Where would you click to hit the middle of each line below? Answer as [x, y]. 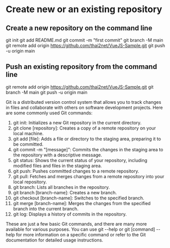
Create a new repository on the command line [79, 28]
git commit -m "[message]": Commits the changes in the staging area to [88, 149]
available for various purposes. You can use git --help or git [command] [80, 229]
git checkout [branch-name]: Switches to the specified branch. [79, 198]
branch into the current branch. [46, 209]
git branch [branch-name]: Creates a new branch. [65, 192]
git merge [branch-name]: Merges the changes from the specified [82, 203]
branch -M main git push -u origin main [47, 92]
